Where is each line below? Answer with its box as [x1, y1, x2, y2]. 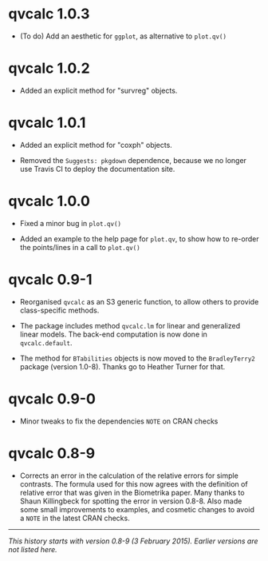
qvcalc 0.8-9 [8, 444, 96, 462]
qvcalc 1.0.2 [8, 59, 90, 78]
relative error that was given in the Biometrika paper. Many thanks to [19, 487, 245, 497]
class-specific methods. [19, 305, 100, 315]
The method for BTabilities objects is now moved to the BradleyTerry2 [19, 353, 255, 363]
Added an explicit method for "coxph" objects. [19, 140, 173, 149]
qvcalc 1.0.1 [8, 113, 86, 132]
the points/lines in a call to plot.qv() [19, 242, 141, 252]
